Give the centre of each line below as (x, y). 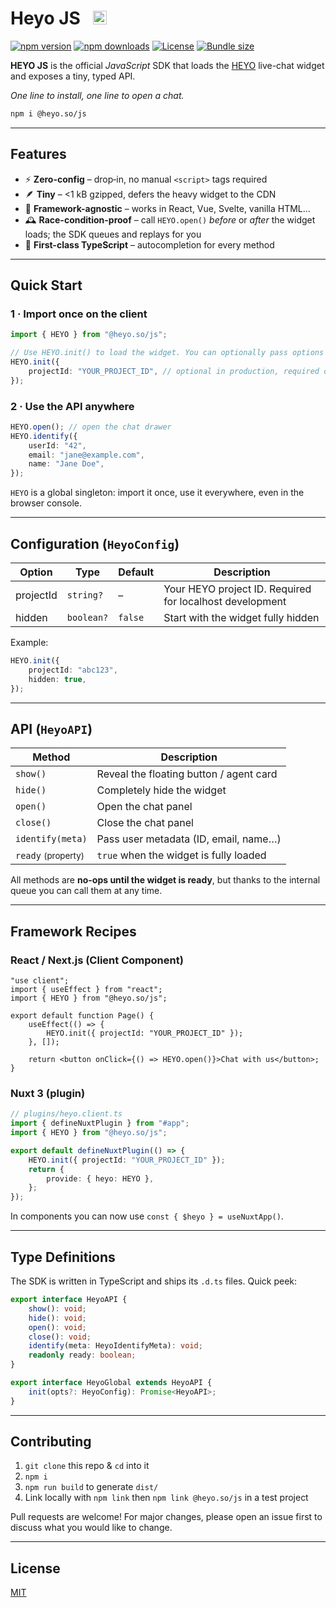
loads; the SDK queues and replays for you (113, 234)
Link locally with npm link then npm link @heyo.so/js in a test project (166, 1498)
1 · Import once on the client (79, 314)
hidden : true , (57, 679)
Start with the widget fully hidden (241, 618)
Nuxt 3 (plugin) (48, 1093)
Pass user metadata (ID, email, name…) (189, 839)
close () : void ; (60, 1337)
